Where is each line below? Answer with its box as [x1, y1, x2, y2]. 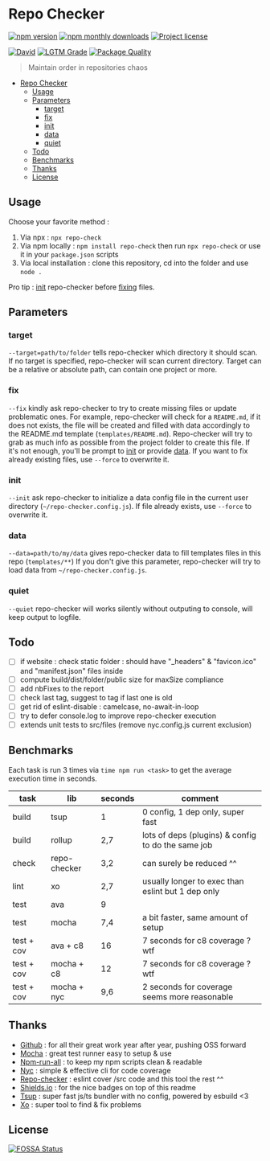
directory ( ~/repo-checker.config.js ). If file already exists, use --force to [8, 502, 252, 511]
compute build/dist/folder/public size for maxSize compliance [19, 675, 224, 684]
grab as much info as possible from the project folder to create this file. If [8, 437, 251, 447]
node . [19, 268, 43, 276]
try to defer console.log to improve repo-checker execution [19, 711, 217, 720]
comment [181, 793, 219, 804]
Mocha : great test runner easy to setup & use [19, 1048, 173, 1058]
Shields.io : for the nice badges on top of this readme [19, 1082, 197, 1092]
